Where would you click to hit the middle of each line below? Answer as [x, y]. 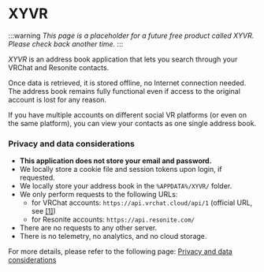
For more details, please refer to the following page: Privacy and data [120, 252]
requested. [37, 177]
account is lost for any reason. [58, 99]
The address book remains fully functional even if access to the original [124, 91]
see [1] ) [44, 211]
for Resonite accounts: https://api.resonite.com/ [113, 220]
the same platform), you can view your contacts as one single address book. [132, 123]
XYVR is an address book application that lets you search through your [123, 59]
